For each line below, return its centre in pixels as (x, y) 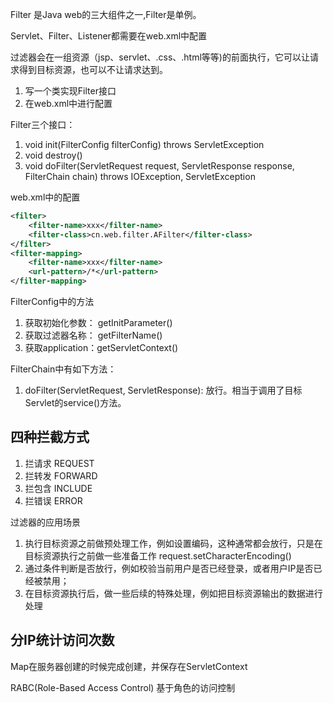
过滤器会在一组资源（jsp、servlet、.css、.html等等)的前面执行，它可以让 (160, 57)
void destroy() (53, 155)
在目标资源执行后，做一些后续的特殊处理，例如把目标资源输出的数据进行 (173, 593)
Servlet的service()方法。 (75, 402)
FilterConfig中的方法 (52, 301)
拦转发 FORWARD (61, 475)
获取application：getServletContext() (101, 347)
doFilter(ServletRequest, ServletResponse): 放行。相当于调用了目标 (163, 390)
